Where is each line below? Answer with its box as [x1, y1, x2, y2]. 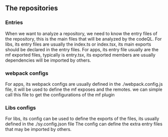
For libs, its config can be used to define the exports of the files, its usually [5, 115, 159, 122]
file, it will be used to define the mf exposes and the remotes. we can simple [5, 86, 162, 92]
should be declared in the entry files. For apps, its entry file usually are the [5, 46, 159, 52]
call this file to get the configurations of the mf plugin [5, 91, 115, 97]
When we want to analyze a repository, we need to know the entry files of [5, 30, 157, 37]
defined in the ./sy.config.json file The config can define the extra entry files [5, 121, 163, 127]
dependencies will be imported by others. [5, 57, 91, 63]
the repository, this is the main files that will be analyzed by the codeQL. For [5, 36, 162, 42]
